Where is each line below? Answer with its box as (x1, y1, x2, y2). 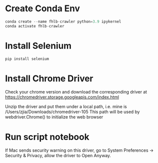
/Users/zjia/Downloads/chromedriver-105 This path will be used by (5, 109, 140, 115)
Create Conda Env (5, 3, 80, 14)
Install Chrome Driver (5, 73, 94, 84)
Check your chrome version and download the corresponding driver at (5, 89, 147, 95)
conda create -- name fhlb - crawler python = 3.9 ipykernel (5, 19, 121, 24)
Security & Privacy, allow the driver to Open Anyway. (5, 153, 112, 159)
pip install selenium (5, 56, 49, 61)
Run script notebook (5, 131, 90, 142)
